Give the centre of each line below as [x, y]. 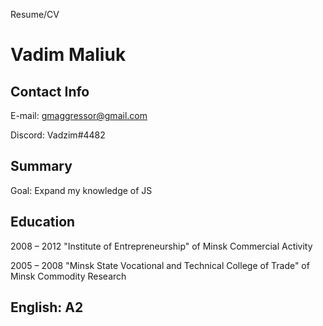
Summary [41, 166]
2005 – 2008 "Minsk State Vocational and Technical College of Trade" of [160, 265]
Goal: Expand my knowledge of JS [81, 190]
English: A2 [47, 307]
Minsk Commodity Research [68, 276]
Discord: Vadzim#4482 [58, 135]
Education [43, 222]
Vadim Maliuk [68, 55]
